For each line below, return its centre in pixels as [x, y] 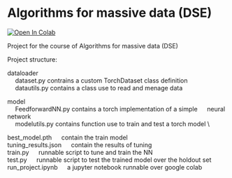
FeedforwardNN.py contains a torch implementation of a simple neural [120, 109]
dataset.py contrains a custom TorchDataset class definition [101, 80]
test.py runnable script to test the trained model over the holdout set [109, 160]
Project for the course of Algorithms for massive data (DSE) [93, 46]
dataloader [23, 73]
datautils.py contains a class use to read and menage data [99, 88]
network [19, 116]
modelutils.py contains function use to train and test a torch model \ [113, 123]
